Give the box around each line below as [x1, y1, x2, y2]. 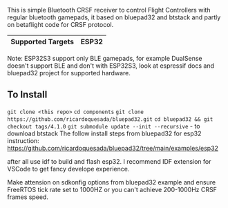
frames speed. [7, 193, 48, 201]
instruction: [7, 136, 39, 144]
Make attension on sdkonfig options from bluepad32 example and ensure [7, 178, 216, 186]
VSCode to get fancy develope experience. [7, 164, 130, 173]
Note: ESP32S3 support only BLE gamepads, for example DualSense [7, 55, 202, 62]
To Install [7, 89, 48, 101]
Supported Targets [10, 37, 75, 46]
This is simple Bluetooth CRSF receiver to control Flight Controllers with [7, 6, 211, 14]
